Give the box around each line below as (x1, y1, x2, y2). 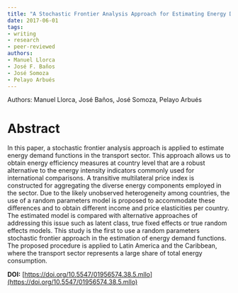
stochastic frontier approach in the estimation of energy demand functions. (7, 234, 227, 243)
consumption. (7, 256, 47, 265)
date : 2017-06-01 (7, 17, 59, 24)
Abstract (7, 120, 60, 137)
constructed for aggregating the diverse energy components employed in (7, 181, 222, 190)
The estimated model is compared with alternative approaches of (7, 212, 198, 220)
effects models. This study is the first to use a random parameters (7, 226, 200, 235)
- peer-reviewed (7, 43, 55, 50)
